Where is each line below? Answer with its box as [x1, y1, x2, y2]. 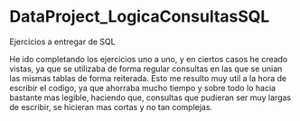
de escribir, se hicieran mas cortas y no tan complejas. [9, 101, 213, 112]
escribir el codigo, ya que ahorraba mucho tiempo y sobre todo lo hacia [9, 82, 277, 93]
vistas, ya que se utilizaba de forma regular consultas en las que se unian [9, 63, 283, 74]
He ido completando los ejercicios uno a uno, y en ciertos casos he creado [9, 53, 288, 64]
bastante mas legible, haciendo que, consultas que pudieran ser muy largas [9, 92, 292, 103]
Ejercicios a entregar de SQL [9, 36, 116, 47]
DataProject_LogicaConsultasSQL [9, 6, 270, 27]
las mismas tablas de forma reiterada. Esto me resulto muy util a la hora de [9, 72, 287, 83]
